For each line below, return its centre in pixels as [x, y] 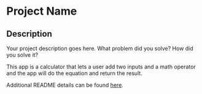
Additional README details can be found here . [65, 85]
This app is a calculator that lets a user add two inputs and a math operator [101, 67]
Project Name [42, 11]
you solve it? [22, 55]
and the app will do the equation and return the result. [74, 73]
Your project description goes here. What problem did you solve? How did [100, 48]
